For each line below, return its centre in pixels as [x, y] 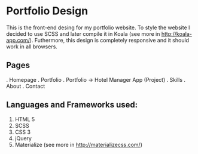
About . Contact [26, 86]
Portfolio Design [47, 11]
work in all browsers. [32, 47]
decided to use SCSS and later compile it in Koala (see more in [83, 33]
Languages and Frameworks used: [72, 105]
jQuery [23, 138]
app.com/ [18, 40]
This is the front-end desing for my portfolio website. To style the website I [98, 27]
